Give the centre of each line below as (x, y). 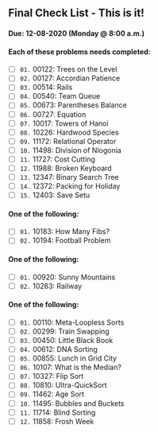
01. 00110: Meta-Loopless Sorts (72, 322)
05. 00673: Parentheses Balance (73, 105)
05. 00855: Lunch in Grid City (68, 358)
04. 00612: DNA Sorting (58, 349)
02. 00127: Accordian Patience (70, 78)
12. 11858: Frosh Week (57, 421)
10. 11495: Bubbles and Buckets (72, 403)
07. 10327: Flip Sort (52, 376)
